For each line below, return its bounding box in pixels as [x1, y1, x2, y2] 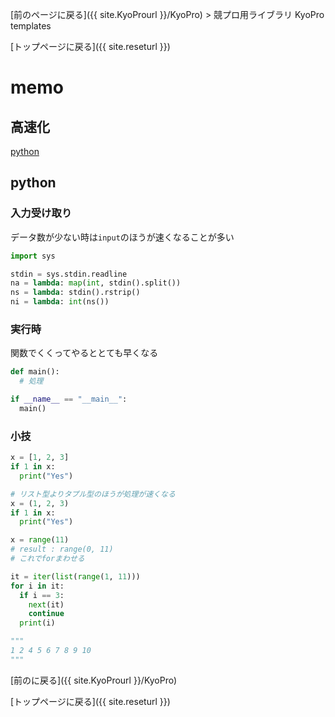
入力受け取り [10, 206, 73, 220]
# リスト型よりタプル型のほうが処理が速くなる [10, 489, 176, 499]
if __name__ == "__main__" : [10, 394, 128, 405]
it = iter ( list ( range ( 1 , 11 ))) [10, 571, 141, 582]
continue [28, 609, 65, 619]
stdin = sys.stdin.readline [10, 269, 128, 279]
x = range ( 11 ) [10, 535, 70, 545]
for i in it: [10, 581, 65, 591]
